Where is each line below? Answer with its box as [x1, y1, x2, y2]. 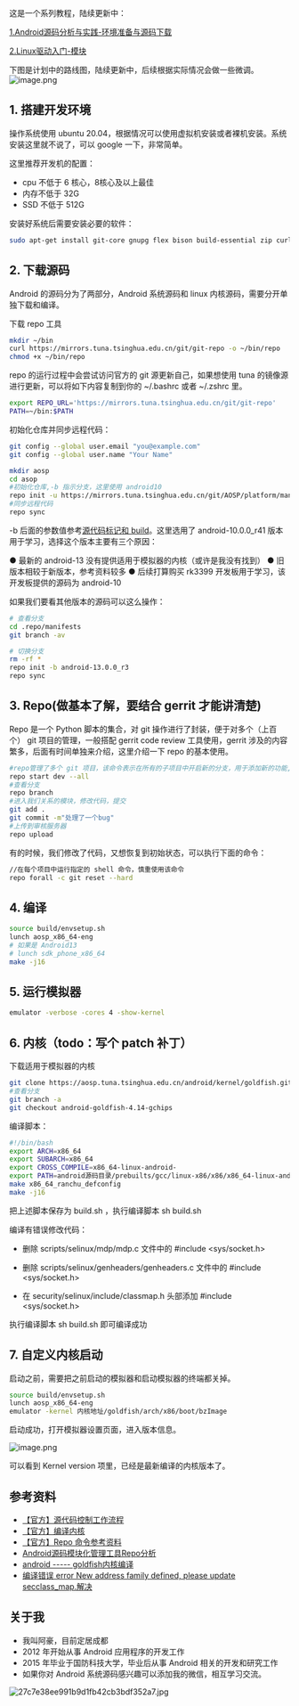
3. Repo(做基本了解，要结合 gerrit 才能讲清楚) [9, 698, 262, 714]
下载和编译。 [16, 299, 64, 310]
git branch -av [9, 631, 66, 640]
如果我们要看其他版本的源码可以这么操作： [9, 596, 166, 607]
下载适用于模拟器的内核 [9, 1061, 95, 1072]
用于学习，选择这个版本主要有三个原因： [9, 535, 158, 546]
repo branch [9, 788, 53, 797]
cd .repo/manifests [9, 622, 82, 631]
